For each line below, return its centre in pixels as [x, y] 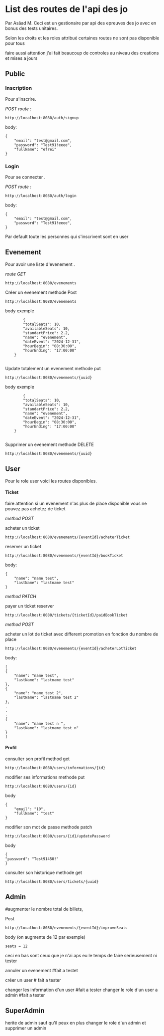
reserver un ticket [23, 546]
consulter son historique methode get [44, 872]
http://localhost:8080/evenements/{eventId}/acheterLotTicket [71, 648]
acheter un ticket [22, 528]
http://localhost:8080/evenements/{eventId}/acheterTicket [68, 537]
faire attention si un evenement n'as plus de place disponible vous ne [76, 503]
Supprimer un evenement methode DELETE [50, 444]
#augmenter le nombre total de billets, [44, 909]
